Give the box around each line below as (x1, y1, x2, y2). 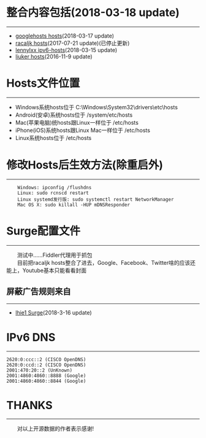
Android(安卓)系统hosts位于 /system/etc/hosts (15, 111, 133, 119)
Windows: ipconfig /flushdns (17, 184, 92, 190)
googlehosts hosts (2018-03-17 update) (15, 32, 115, 39)
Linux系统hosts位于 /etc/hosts (15, 134, 92, 141)
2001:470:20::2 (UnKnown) (6, 367, 72, 373)
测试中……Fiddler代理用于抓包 (17, 251, 93, 259)
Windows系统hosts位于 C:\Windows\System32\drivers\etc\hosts (15, 103, 178, 111)
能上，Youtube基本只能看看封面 (6, 267, 87, 274)
